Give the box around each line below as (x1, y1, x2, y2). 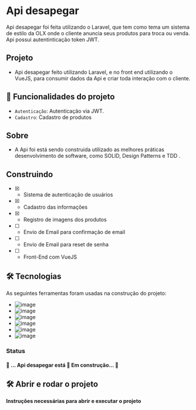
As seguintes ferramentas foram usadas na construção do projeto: (6, 290, 167, 297)
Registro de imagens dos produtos (23, 216, 107, 223)
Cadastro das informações (23, 204, 88, 211)
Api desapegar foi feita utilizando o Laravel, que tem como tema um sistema (6, 23, 190, 31)
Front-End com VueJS (23, 253, 77, 260)
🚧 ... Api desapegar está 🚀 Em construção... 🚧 (6, 361, 119, 368)
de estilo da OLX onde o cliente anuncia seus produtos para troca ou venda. (6, 29, 190, 36)
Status (6, 347, 25, 355)
